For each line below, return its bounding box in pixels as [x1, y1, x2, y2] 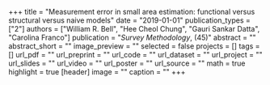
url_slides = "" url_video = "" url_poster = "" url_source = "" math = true [8, 58, 246, 68]
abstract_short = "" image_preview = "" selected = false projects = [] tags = [8, 41, 260, 51]
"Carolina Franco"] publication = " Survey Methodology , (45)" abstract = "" [8, 32, 256, 42]
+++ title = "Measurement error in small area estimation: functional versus [8, 7, 255, 16]
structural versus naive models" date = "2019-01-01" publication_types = [8, 15, 251, 25]
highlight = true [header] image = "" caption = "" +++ [8, 67, 186, 76]
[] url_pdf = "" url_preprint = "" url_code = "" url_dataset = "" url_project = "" [8, 50, 263, 59]
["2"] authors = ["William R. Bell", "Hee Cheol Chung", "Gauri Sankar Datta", [8, 24, 260, 33]
